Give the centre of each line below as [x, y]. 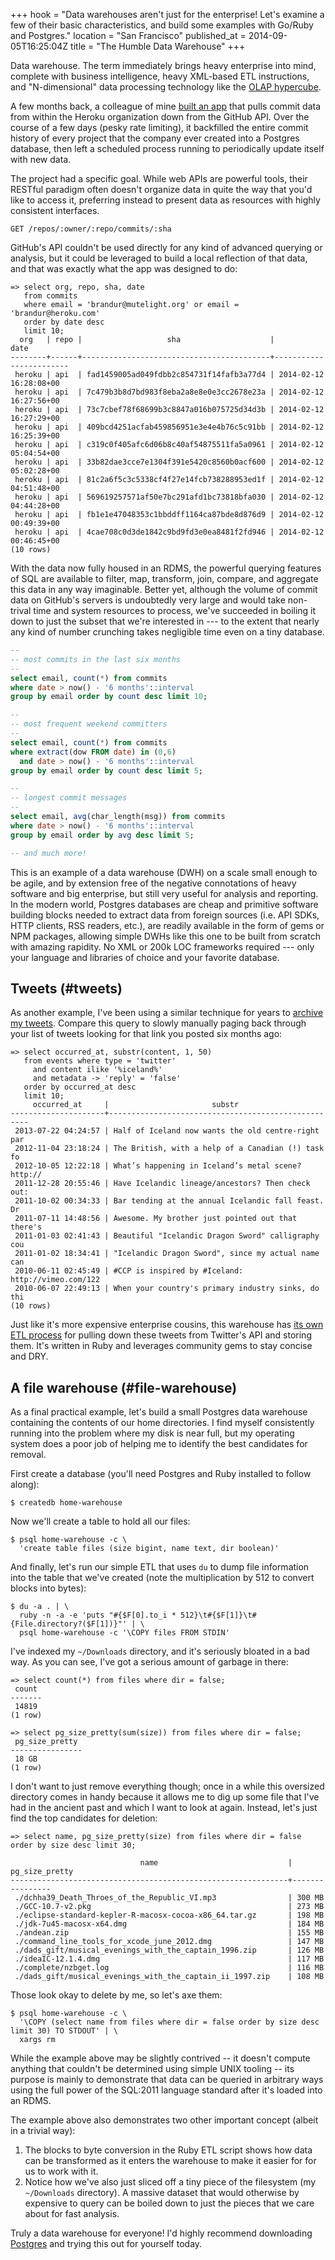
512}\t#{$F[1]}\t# [218, 1615]
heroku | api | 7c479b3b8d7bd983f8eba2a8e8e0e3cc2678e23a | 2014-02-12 [169, 392]
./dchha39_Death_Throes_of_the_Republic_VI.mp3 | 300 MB [169, 1898]
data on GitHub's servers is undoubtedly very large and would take [148, 600]
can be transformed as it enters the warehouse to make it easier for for [170, 2161]
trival [21, 610]
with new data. [41, 159]
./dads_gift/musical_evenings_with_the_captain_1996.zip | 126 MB [169, 1950]
